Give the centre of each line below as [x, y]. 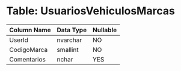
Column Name [30, 30]
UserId [19, 40]
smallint [68, 50]
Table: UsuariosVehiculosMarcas [91, 11]
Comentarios [28, 59]
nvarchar [69, 40]
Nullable [105, 30]
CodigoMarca [29, 50]
